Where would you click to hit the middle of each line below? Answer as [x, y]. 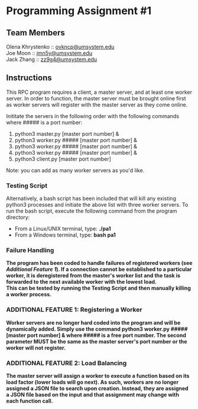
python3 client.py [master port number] [63, 159]
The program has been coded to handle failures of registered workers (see [99, 263]
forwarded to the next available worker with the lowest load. [82, 282]
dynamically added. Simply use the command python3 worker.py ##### [97, 329]
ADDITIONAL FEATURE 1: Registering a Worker [74, 310]
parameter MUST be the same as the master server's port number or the [97, 341]
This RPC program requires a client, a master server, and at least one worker [99, 92]
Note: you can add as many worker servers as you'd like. [75, 170]
